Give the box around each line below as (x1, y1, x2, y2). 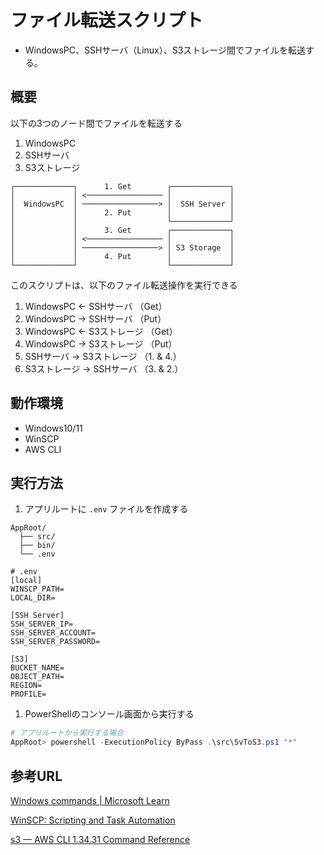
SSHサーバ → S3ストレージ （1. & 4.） (24, 350, 182, 362)
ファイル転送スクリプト (10, 9, 204, 32)
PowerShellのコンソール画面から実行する (24, 708, 195, 720)
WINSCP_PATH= (10, 584, 65, 595)
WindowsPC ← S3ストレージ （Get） (24, 325, 178, 337)
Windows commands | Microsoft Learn (10, 794, 170, 806)
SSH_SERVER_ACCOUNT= (10, 628, 97, 638)
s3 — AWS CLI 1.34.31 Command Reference (10, 833, 191, 845)
